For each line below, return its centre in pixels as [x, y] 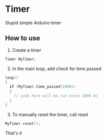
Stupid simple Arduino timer [33, 23]
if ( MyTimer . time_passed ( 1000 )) [43, 87]
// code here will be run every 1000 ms [56, 96]
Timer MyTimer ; [21, 59]
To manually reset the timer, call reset [50, 114]
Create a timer [27, 50]
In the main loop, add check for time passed [57, 69]
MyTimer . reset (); [23, 123]
